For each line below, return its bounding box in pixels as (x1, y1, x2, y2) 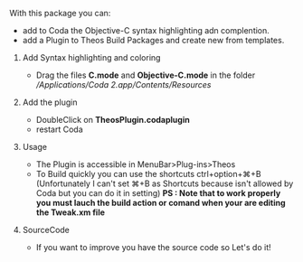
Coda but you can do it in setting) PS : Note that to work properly (35, 188, 281, 198)
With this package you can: (9, 8, 111, 18)
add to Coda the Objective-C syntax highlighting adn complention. (22, 25, 270, 35)
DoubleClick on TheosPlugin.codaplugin (35, 115, 190, 125)
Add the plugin (22, 97, 78, 108)
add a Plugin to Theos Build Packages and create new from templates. (22, 35, 285, 45)
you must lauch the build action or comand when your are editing (35, 198, 287, 208)
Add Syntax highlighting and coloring (22, 52, 161, 62)
